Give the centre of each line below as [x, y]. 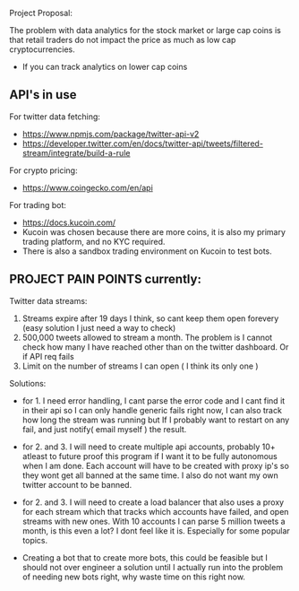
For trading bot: [38, 204]
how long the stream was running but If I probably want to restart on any [156, 420]
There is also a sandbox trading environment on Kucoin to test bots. [147, 251]
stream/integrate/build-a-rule [76, 152]
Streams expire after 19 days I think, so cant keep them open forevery [150, 318]
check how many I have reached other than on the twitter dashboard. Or [155, 347]
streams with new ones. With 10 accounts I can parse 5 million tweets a [154, 521]
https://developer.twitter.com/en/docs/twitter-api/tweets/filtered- [143, 143]
